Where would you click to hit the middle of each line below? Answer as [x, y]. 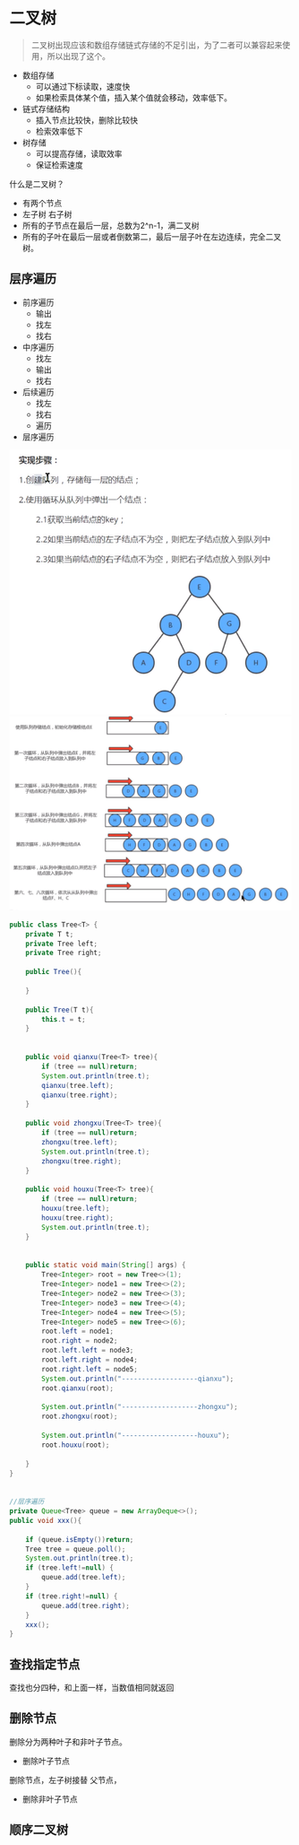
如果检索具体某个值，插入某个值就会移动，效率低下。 [134, 97]
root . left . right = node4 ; [90, 1360]
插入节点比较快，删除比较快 [87, 120]
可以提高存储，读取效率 [79, 153]
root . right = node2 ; [80, 1341]
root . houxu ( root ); [76, 1445]
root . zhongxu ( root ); [80, 1417]
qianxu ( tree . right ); [80, 1095]
